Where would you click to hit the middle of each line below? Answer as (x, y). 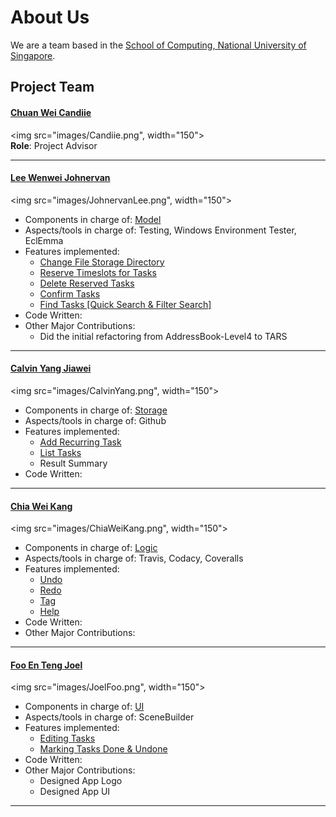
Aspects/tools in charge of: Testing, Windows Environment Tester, (160, 230)
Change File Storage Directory (102, 262)
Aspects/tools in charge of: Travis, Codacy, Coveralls (134, 558)
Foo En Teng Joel (46, 665)
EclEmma (44, 240)
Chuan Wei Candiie (51, 112)
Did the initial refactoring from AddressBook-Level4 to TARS (163, 336)
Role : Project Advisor (54, 145)
